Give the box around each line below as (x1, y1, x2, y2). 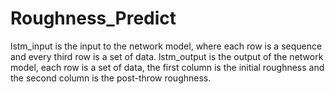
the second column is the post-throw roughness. (10, 72, 212, 84)
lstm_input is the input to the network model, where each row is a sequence (10, 40, 323, 52)
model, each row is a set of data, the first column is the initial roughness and (10, 61, 325, 73)
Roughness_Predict (10, 7, 177, 30)
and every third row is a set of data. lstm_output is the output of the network (10, 50, 324, 62)
